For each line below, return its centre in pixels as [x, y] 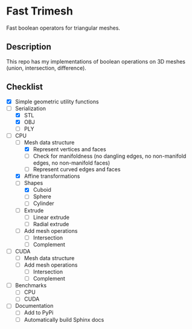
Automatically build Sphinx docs [64, 319]
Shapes [34, 183]
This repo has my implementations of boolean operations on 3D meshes [96, 61]
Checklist [25, 87]
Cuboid [42, 190]
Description [29, 47]
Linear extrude [51, 217]
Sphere [42, 197]
